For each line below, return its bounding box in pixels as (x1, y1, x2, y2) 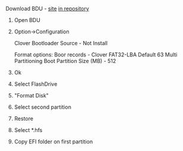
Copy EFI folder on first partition (14, 138, 93, 145)
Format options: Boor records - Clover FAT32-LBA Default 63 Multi (14, 51, 178, 58)
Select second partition (14, 103, 72, 111)
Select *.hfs (14, 127, 43, 133)
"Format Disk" (14, 92, 49, 99)
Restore (14, 115, 34, 122)
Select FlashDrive (14, 80, 58, 87)
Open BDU (14, 17, 41, 23)
